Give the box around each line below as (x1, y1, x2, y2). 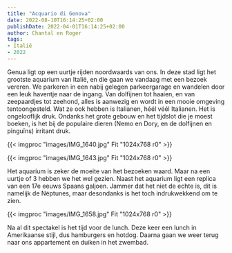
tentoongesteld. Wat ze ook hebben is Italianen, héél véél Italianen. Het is (7, 105, 215, 113)
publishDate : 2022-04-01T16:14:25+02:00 (7, 23, 126, 30)
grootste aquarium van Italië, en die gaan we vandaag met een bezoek (7, 75, 207, 83)
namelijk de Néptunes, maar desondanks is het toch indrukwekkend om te (7, 189, 218, 198)
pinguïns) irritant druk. (7, 126, 71, 135)
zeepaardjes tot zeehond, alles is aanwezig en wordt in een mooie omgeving (7, 97, 225, 105)
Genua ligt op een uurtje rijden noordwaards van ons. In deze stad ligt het (7, 67, 216, 76)
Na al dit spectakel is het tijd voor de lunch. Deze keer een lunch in (7, 223, 197, 232)
